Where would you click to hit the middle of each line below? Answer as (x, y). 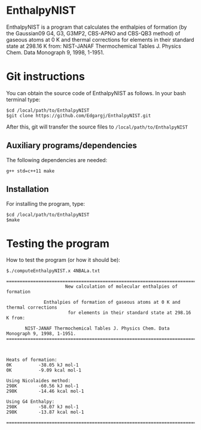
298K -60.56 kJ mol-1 (42, 386)
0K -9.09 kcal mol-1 (44, 370)
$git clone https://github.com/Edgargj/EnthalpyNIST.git (79, 115)
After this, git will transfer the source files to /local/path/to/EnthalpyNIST (97, 127)
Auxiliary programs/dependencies (72, 146)
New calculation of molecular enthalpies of (121, 287)
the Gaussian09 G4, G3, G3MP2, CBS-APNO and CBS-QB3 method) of (93, 33)
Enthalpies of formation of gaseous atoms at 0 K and (112, 303)
